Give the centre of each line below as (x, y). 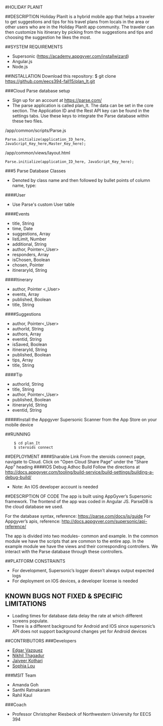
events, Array (26, 294)
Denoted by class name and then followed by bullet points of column (81, 180)
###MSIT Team (21, 675)
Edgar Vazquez (27, 650)
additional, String (29, 244)
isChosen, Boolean (31, 260)
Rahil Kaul (22, 695)
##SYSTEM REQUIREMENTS (34, 47)
